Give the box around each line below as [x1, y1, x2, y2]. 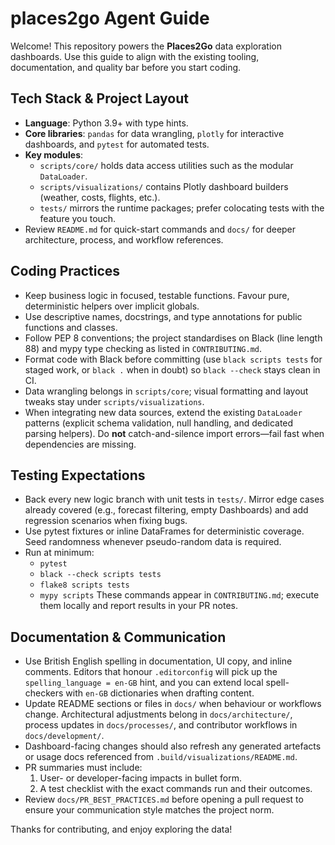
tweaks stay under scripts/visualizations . [24, 395, 205, 407]
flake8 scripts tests [39, 580, 130, 591]
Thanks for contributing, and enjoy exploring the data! [10, 823, 233, 836]
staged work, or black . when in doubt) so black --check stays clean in [24, 363, 321, 376]
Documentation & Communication [10, 628, 227, 646]
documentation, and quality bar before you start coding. [10, 61, 242, 73]
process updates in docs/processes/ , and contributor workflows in [24, 719, 298, 731]
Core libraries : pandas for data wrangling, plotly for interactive [24, 127, 285, 139]
